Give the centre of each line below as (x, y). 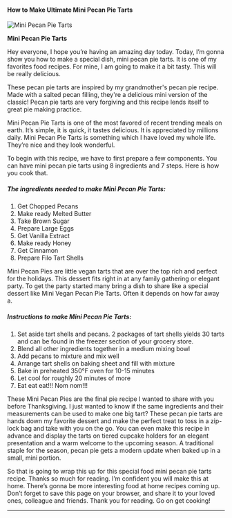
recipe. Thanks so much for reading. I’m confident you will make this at (108, 479)
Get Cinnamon (38, 251)
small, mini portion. (34, 458)
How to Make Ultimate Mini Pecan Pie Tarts (70, 10)
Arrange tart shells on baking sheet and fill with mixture (96, 364)
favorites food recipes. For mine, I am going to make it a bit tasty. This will (112, 66)
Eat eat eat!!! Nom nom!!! (52, 386)
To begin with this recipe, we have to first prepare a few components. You (112, 159)
